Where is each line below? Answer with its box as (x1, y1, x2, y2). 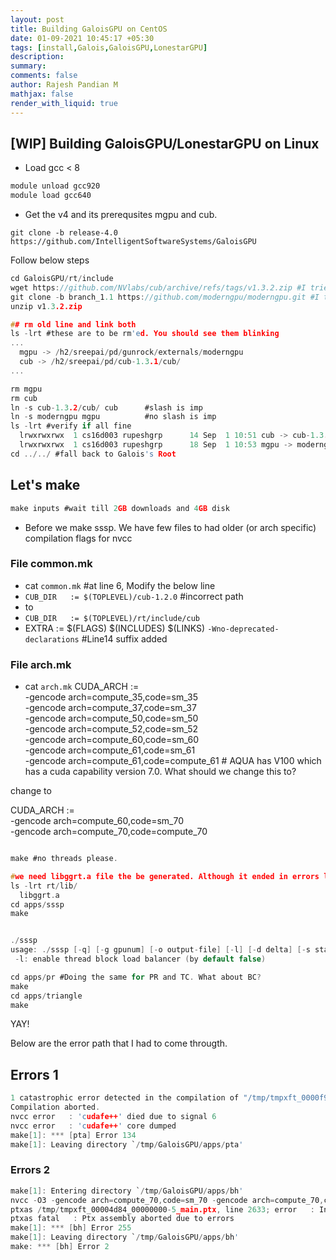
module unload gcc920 (10, 181, 101, 191)
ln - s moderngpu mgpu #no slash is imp (10, 412, 217, 422)
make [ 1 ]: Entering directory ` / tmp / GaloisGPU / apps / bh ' (10, 1186, 244, 1196)
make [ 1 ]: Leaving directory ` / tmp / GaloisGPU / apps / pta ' (10, 1139, 244, 1150)
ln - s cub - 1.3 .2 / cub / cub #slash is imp (10, 402, 203, 413)
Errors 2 (10, 1163, 51, 1177)
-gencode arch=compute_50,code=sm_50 (24, 712, 199, 725)
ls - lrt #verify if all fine (10, 421, 132, 431)
